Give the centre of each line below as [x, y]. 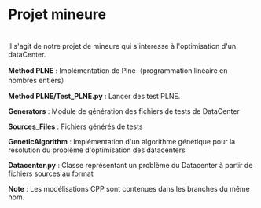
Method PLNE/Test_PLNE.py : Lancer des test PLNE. [94, 97]
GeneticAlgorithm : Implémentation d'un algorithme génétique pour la [122, 142]
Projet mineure [57, 15]
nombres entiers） [38, 81]
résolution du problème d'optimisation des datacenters [97, 150]
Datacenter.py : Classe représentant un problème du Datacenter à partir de [130, 166]
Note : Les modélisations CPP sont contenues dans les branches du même [129, 189]
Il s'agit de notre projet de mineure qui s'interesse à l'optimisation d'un [122, 46]
